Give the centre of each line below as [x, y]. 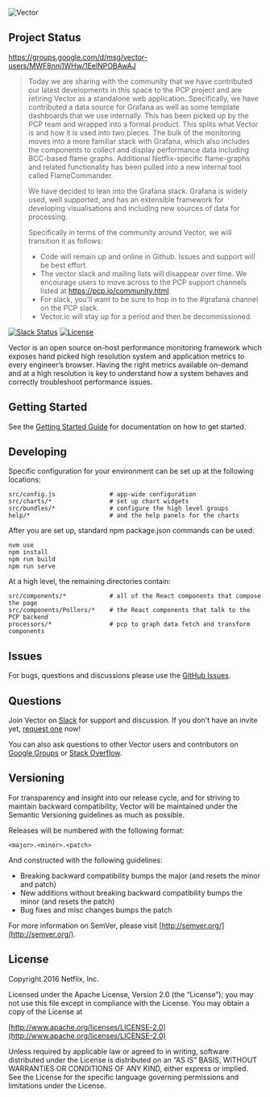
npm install [28, 553]
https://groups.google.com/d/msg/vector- [78, 57]
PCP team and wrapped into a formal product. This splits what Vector [143, 124]
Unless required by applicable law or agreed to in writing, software [119, 1051]
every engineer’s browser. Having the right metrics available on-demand [128, 364]
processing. [48, 217]
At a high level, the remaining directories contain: [89, 582]
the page [23, 603]
